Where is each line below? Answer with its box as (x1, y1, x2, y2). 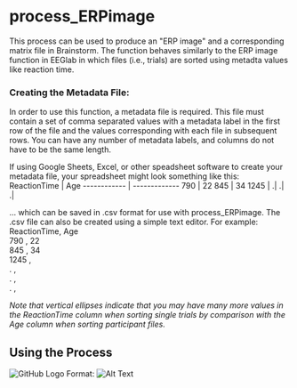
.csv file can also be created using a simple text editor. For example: (9, 216, 259, 228)
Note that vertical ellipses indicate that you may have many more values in (9, 300, 285, 311)
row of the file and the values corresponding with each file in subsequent (9, 125, 277, 136)
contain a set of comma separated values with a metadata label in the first (9, 116, 281, 126)
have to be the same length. (9, 144, 111, 155)
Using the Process (9, 344, 113, 360)
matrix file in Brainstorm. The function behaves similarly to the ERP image (9, 44, 278, 55)
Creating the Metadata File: (9, 86, 130, 99)
